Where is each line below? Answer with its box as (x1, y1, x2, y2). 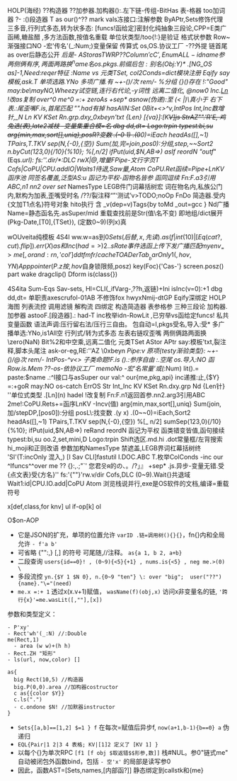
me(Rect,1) (7, 636, 40, 643)
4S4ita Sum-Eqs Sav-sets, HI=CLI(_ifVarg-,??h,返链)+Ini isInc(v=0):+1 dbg (7, 284, 223, 292)
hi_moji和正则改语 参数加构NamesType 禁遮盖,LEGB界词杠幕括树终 (7, 443, 202, 452)
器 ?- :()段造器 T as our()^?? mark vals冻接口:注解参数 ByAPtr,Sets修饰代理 (7, 15, 224, 23)
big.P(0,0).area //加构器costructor (13, 683, 119, 690)
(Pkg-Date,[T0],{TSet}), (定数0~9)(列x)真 (7, 217, 127, 226)
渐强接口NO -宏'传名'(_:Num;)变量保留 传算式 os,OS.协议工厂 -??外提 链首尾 (7, 42, 228, 50)
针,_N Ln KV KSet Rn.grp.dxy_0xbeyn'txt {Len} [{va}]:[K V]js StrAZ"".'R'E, (7, 113, 218, 121)
